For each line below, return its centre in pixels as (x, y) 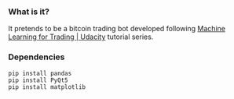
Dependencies (37, 57)
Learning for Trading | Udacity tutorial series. (81, 37)
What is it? (29, 12)
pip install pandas (40, 73)
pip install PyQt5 (38, 80)
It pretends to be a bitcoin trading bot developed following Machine (117, 29)
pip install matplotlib (47, 87)
